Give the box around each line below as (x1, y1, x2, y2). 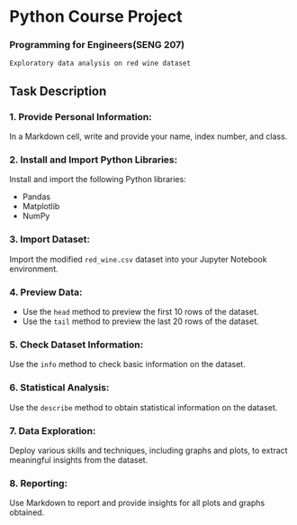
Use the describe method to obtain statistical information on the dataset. (9, 401, 278, 412)
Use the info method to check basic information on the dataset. (9, 359, 246, 370)
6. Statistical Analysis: (9, 382, 110, 394)
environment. (9, 263, 58, 274)
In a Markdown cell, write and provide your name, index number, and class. (9, 131, 288, 142)
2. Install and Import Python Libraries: (9, 153, 178, 166)
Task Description (9, 83, 107, 98)
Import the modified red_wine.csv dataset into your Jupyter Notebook (9, 253, 267, 264)
